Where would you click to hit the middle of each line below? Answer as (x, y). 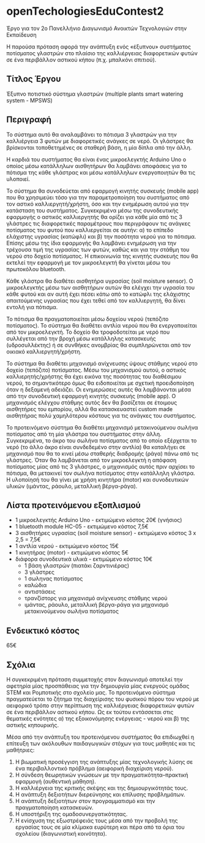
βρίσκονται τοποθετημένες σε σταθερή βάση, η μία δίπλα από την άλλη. (99, 147)
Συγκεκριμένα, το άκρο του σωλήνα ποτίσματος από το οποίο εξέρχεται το (102, 441)
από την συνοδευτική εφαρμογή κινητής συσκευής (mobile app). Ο (91, 396)
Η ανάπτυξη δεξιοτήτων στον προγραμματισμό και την (85, 801)
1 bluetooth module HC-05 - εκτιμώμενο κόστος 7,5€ (82, 526)
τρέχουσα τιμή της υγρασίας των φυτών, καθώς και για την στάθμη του (98, 249)
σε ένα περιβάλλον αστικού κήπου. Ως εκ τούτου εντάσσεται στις (90, 712)
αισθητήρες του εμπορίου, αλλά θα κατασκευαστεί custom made (90, 409)
